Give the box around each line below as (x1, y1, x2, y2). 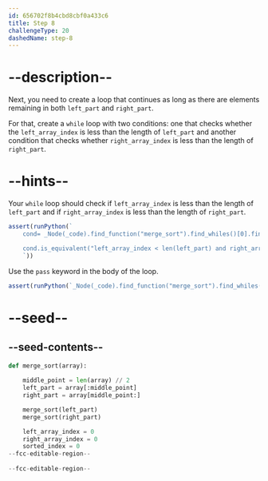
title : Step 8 (8, 19, 56, 27)
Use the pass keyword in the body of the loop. (8, 266, 159, 276)
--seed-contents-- (8, 340, 104, 354)
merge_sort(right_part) (22, 413, 102, 421)
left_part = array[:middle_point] (22, 384, 137, 392)
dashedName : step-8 (8, 34, 73, 42)
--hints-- (8, 173, 69, 190)
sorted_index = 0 (22, 443, 81, 451)
